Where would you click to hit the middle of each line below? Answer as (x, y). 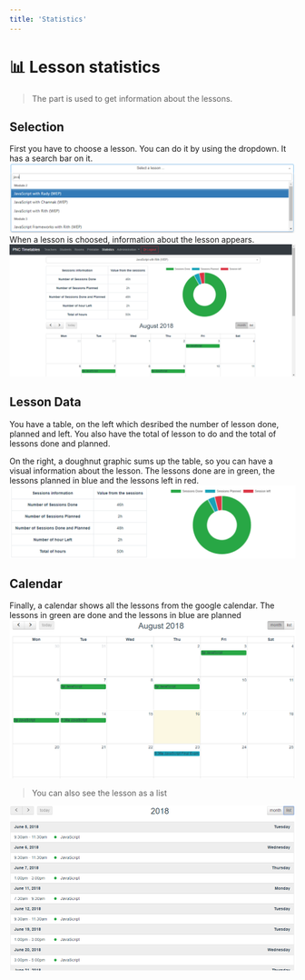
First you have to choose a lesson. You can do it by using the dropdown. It (148, 149)
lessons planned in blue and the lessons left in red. (104, 480)
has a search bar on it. (51, 158)
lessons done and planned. (60, 443)
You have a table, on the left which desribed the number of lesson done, (144, 424)
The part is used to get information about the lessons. (132, 98)
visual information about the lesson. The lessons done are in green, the (142, 470)
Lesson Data (45, 402)
